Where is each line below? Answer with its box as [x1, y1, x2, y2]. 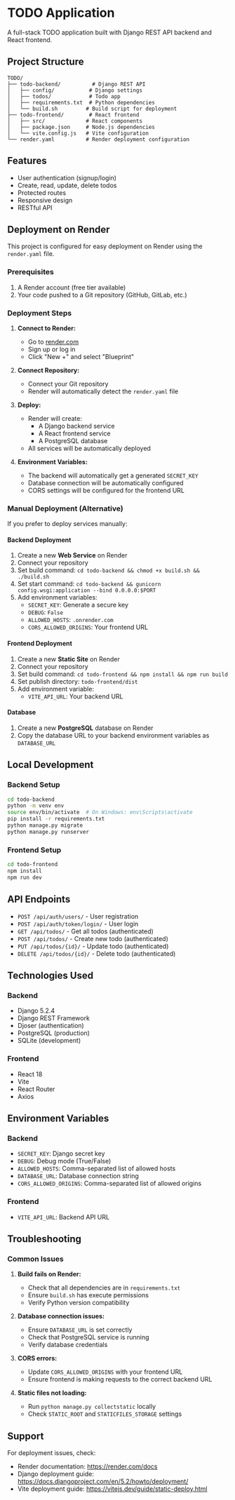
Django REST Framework [17, 1014, 90, 1022]
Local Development [7, 759, 94, 771]
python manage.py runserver [7, 828, 90, 835]
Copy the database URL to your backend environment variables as [17, 731, 210, 739]
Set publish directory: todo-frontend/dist [17, 677, 138, 685]
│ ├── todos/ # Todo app [7, 93, 121, 100]
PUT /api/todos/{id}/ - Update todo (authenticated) [17, 942, 169, 950]
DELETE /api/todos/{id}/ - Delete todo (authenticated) [17, 949, 176, 958]
